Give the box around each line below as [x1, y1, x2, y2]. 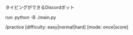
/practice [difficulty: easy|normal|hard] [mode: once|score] [5, 24, 128, 30]
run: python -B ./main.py [5, 14, 57, 20]
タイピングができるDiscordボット [5, 4, 75, 10]
